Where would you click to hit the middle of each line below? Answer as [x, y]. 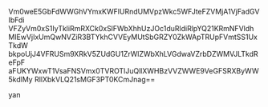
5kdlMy [21, 79]
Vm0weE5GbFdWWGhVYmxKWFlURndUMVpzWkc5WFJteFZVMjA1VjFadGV [134, 12]
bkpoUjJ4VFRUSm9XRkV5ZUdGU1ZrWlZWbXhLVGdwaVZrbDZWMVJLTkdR [133, 54]
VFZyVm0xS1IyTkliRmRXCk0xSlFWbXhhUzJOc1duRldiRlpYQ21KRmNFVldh [131, 28]
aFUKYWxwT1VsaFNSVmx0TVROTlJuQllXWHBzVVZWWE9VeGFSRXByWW [134, 71]
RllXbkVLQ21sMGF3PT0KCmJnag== [95, 79]
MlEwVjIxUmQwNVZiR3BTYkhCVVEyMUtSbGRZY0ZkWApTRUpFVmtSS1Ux [133, 37]
